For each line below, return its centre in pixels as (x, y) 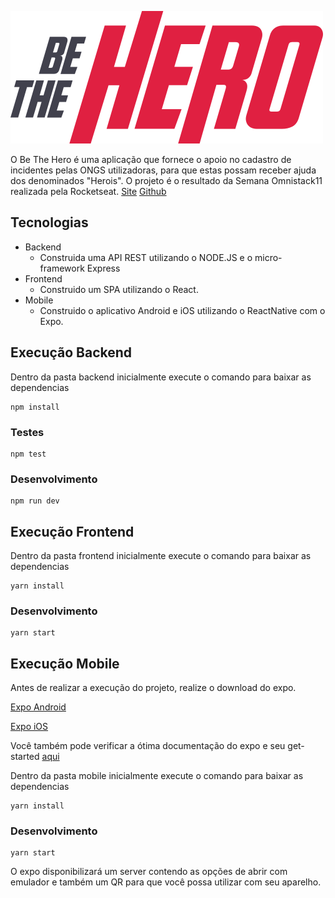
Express (103, 268)
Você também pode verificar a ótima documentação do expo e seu (148, 746)
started (25, 757)
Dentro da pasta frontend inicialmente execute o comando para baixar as (161, 556)
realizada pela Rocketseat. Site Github (88, 191)
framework (62, 268)
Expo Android (38, 707)
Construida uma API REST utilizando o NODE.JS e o (146, 257)
